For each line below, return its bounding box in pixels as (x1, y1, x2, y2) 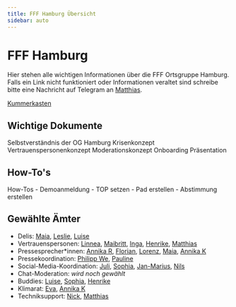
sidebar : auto (7, 17, 49, 24)
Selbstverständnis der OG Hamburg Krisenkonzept (7, 138, 155, 147)
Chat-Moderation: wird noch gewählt (17, 269, 126, 277)
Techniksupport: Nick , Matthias (17, 291, 109, 300)
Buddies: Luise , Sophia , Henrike (17, 277, 111, 285)
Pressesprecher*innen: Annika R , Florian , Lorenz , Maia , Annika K (17, 246, 206, 255)
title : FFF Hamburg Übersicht (7, 10, 97, 18)
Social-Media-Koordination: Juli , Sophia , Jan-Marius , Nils (17, 262, 185, 270)
